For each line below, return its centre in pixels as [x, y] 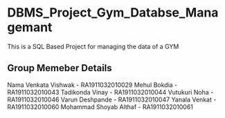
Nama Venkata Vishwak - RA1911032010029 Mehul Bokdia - [92, 85]
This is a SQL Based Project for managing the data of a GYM [93, 46]
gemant [30, 27]
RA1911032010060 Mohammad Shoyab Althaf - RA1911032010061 [100, 107]
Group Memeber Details [60, 68]
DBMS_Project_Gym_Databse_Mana [113, 13]
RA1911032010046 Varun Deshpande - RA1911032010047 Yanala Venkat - [112, 99]
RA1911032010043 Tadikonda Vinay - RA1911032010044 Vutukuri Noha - [110, 92]
